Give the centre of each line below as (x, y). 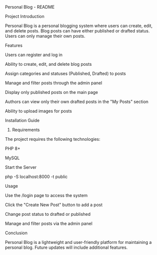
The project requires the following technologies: (53, 139)
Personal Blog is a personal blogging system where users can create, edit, (79, 26)
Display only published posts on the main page (51, 92)
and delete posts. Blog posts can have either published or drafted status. (77, 31)
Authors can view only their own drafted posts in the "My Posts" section (77, 102)
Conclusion (16, 233)
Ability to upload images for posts (39, 111)
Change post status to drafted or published (48, 214)
